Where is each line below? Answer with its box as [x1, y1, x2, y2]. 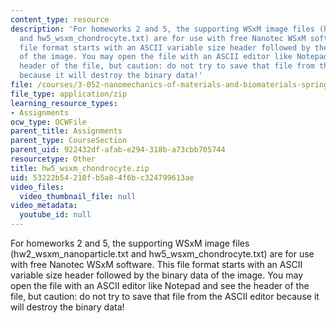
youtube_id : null [19, 210, 92, 220]
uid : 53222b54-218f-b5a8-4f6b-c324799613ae [10, 172, 195, 183]
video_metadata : [10, 201, 78, 211]
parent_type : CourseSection [10, 136, 128, 146]
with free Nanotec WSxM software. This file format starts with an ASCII [10, 259, 303, 270]
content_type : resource [10, 14, 110, 25]
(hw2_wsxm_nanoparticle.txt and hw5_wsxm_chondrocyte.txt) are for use [10, 248, 315, 260]
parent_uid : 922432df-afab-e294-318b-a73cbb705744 [10, 145, 226, 155]
